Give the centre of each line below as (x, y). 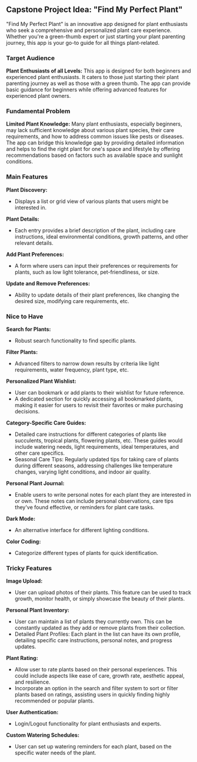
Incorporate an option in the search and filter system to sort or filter (96, 688)
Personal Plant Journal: (35, 483)
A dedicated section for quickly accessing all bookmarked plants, (94, 399)
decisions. (27, 411)
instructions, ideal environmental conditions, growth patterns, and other (101, 237)
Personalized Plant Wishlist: (41, 381)
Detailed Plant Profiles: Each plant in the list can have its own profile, (98, 634)
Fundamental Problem (38, 111)
